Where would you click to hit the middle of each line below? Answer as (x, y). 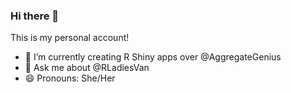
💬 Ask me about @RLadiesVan (87, 68)
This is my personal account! (70, 38)
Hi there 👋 (35, 16)
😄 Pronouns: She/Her (70, 78)
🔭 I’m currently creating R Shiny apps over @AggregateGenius (153, 57)
